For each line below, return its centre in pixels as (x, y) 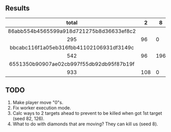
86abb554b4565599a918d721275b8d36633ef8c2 (72, 31)
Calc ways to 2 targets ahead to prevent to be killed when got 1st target (87, 113)
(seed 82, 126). (28, 118)
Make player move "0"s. (38, 102)
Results (18, 8)
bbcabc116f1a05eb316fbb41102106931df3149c (72, 48)
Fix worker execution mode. (42, 108)
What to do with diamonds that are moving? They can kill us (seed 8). (85, 124)
